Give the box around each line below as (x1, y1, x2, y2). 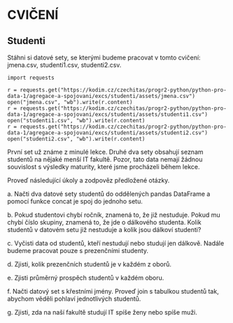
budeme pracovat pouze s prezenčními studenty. (7, 247, 149, 254)
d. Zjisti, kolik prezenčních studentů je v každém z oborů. (7, 260, 171, 268)
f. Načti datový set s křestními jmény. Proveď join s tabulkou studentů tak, (7, 287, 219, 295)
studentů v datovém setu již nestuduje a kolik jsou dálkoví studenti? (7, 226, 202, 234)
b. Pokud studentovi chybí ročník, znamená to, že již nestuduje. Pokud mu (7, 210, 220, 219)
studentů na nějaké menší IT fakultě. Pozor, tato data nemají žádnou (7, 155, 203, 164)
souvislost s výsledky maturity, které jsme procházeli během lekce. (7, 163, 200, 171)
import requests (7, 74, 55, 81)
